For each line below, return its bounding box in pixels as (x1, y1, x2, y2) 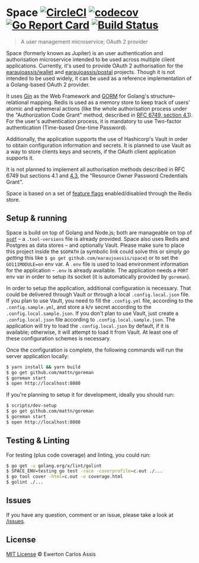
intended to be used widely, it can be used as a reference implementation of (6, 75, 192, 82)
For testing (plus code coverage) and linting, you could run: (6, 451, 151, 458)
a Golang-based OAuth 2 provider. (6, 81, 90, 88)
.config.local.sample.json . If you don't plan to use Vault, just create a (6, 310, 179, 317)
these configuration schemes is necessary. (6, 334, 111, 342)
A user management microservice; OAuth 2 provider (20, 38, 148, 45)
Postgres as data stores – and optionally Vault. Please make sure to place (6, 242, 185, 249)
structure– (150, 92, 176, 99)
